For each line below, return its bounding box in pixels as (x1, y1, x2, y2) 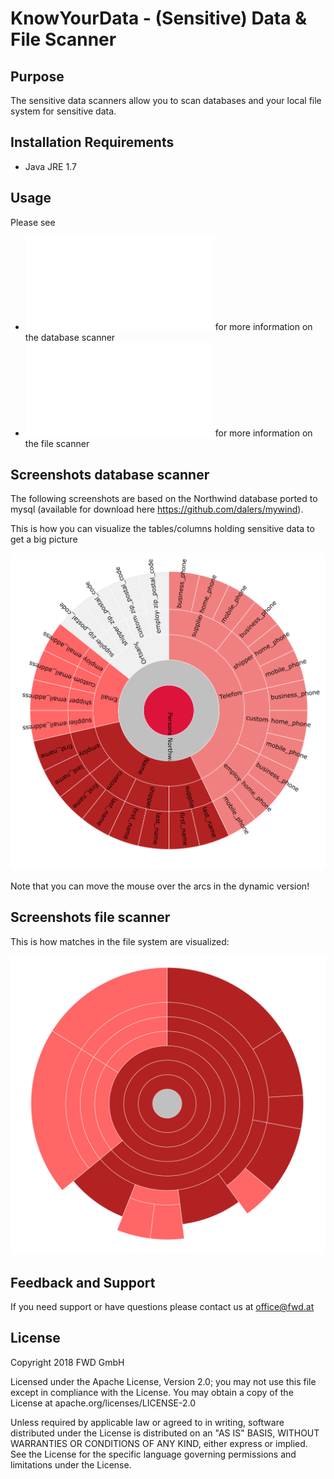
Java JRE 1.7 (24, 160, 77, 172)
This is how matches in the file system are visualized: (10, 935, 230, 947)
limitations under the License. (10, 1458, 132, 1471)
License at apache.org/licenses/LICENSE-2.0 (10, 1397, 197, 1409)
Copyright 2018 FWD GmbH (10, 1356, 125, 1368)
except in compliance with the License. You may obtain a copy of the (10, 1386, 294, 1398)
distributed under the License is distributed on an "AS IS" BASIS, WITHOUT (10, 1427, 320, 1439)
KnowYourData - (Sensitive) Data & (10, 7, 307, 30)
